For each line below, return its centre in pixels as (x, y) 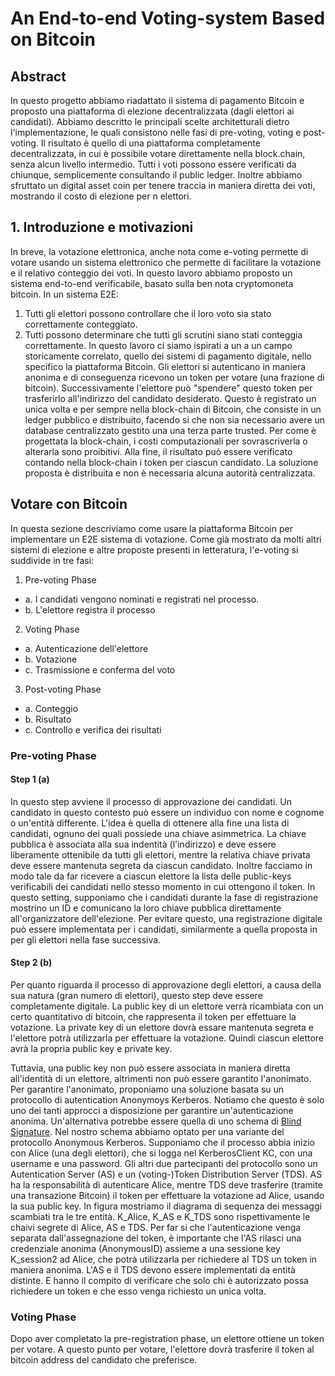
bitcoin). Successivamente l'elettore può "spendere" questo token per (168, 388)
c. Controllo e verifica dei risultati (93, 729)
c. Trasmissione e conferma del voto (100, 669)
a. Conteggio (51, 708)
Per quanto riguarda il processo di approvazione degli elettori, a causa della (166, 984)
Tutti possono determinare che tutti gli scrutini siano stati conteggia (163, 334)
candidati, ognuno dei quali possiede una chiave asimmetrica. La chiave (158, 833)
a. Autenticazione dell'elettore (86, 648)
